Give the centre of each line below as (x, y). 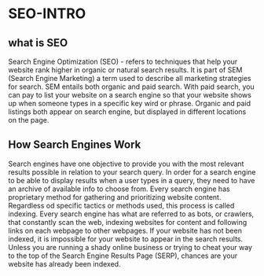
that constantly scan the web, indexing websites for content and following (128, 222)
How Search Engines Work (75, 145)
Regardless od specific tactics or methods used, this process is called (121, 205)
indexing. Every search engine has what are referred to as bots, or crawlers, (131, 214)
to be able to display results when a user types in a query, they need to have (132, 180)
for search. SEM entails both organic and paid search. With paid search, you (131, 86)
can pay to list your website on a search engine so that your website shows (130, 95)
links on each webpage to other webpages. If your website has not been (125, 230)
